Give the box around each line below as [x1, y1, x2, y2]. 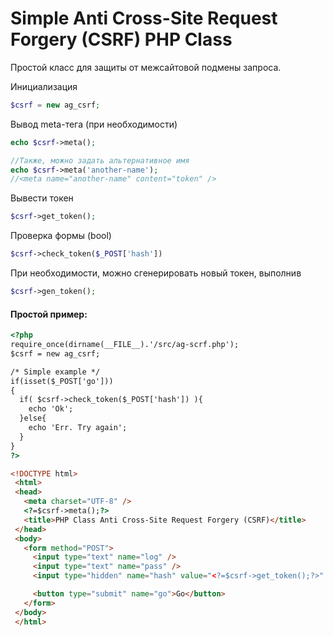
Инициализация [10, 80, 78, 92]
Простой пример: [10, 308, 88, 320]
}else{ [19, 413, 47, 424]
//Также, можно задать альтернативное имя [10, 155, 190, 166]
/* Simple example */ [10, 367, 101, 377]
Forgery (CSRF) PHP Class [10, 28, 233, 51]
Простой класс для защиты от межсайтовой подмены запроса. [10, 61, 282, 73]
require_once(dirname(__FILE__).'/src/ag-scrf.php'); [10, 340, 240, 350]
